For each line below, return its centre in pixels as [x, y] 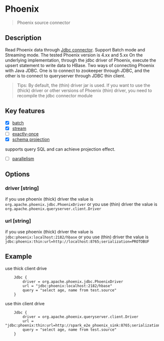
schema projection [31, 139]
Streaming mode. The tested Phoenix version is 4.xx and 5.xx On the [74, 55]
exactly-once [25, 134]
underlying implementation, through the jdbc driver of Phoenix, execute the [81, 60]
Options [18, 174]
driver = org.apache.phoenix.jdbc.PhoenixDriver [73, 282]
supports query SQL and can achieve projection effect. [60, 149]
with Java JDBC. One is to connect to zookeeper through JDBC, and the [77, 70]
